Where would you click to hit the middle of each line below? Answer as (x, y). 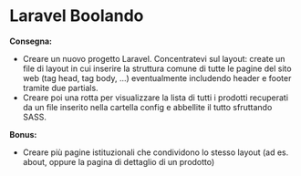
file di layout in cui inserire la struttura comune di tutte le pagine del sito (157, 68)
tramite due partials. (60, 88)
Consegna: (31, 41)
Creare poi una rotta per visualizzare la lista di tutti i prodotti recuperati (156, 98)
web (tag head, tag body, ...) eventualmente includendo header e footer (157, 78)
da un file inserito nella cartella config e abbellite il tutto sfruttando (147, 107)
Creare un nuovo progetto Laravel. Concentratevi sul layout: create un (154, 58)
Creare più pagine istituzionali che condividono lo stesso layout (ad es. (156, 152)
